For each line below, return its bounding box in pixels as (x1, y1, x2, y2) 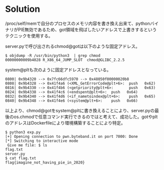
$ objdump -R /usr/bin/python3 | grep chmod (5, 53, 100, 58)
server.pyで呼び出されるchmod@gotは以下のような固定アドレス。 (5, 43, 140, 49)
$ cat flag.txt (5, 156, 37, 161)
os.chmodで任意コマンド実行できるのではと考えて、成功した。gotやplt (13, 114, 158, 120)
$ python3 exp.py (5, 129, 41, 134)
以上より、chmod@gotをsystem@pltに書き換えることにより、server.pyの (5, 107, 155, 113)
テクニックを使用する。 (5, 33, 53, 39)
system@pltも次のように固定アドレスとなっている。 (5, 67, 111, 73)
